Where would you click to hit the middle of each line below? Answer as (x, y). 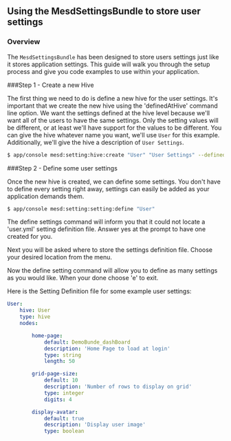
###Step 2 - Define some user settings (63, 168)
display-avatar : (55, 412)
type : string (62, 355)
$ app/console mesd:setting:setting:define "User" (81, 209)
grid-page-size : (55, 374)
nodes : (29, 324)
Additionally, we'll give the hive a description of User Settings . (96, 142)
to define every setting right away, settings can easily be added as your (108, 188)
